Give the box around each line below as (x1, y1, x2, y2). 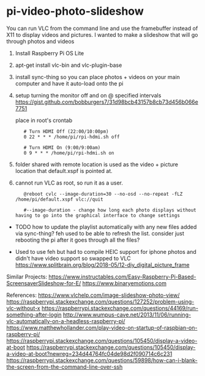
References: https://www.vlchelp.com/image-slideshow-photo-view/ (6, 291, 180, 299)
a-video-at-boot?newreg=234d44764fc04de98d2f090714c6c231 (6, 350, 173, 357)
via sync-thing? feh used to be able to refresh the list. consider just (15, 229, 185, 237)
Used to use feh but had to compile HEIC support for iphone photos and (15, 248, 197, 255)
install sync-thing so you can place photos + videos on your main (15, 73, 181, 80)
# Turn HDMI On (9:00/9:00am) (23, 144, 101, 151)
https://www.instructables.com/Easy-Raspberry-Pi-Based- (48, 273, 197, 280)
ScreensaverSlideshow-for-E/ (6, 279, 81, 286)
